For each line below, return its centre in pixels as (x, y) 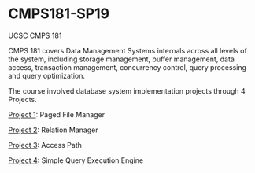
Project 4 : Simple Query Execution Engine (76, 160)
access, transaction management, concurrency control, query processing (127, 67)
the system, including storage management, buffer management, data (121, 59)
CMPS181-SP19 (59, 14)
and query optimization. (46, 75)
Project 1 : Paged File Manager (56, 114)
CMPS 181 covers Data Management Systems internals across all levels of (128, 50)
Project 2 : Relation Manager (53, 130)
